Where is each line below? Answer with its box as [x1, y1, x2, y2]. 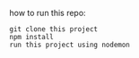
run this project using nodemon [9, 40, 130, 49]
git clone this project [9, 25, 99, 34]
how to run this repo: [9, 8, 87, 18]
